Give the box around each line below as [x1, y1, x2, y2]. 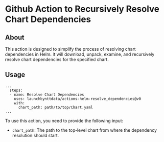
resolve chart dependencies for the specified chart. [5, 57, 109, 62]
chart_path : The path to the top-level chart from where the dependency [12, 127, 157, 133]
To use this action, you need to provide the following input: [5, 118, 123, 123]
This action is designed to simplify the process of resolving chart [5, 46, 136, 52]
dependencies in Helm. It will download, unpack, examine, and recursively [5, 51, 155, 57]
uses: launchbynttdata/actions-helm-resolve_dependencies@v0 [14, 96, 141, 101]
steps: [9, 88, 23, 93]
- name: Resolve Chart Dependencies [9, 92, 84, 97]
